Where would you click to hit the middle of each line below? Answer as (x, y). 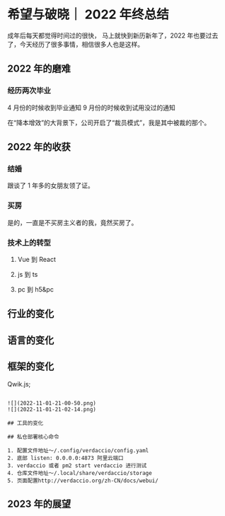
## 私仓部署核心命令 (33, 437)
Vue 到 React (37, 259)
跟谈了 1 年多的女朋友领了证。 (51, 185)
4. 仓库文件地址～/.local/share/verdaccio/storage (80, 473)
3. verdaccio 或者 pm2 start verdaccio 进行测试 (77, 465)
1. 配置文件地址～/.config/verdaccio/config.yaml (78, 450)
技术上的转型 (29, 243)
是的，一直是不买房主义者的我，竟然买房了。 (73, 222)
